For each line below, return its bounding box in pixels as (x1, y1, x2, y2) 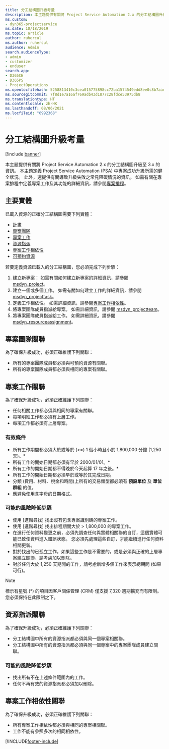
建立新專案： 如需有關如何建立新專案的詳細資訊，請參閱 (12, 275, 129, 281)
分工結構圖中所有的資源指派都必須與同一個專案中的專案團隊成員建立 (12, 641, 154, 648)
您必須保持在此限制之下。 (5, 594, 58, 600)
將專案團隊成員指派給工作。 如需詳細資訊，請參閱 (12, 312, 116, 318)
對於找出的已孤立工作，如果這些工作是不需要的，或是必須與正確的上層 (12, 548, 158, 554)
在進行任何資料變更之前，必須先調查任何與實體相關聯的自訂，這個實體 (12, 529, 158, 536)
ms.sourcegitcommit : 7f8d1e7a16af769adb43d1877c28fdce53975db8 (5, 92, 141, 97)
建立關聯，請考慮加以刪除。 (17, 555, 74, 561)
